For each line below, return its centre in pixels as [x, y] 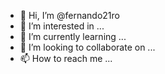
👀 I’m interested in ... [62, 26]
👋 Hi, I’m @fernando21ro [69, 15]
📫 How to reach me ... [66, 58]
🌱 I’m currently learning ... [73, 36]
